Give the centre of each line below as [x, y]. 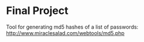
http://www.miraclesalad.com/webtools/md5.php [65, 33]
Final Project [37, 11]
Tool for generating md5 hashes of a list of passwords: [72, 27]
